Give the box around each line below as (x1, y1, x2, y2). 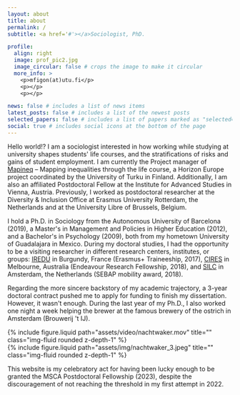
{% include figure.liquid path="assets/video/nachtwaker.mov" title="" (7, 328, 212, 336)
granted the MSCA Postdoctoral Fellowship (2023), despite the (7, 372, 192, 381)
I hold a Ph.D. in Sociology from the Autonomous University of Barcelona (7, 216, 221, 225)
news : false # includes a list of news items (7, 103, 145, 110)
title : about (7, 17, 46, 24)
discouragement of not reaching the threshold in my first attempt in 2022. (7, 379, 224, 388)
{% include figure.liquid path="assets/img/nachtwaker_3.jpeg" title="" (7, 343, 214, 351)
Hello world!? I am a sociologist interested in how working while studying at (7, 142, 229, 151)
